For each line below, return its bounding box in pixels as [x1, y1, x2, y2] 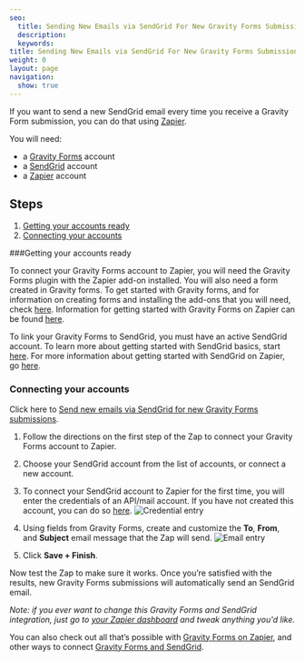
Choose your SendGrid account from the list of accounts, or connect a [22, 458, 286, 469]
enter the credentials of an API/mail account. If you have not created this [22, 495, 294, 506]
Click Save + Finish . [22, 549, 98, 560]
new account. [22, 467, 74, 478]
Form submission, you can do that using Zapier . [9, 115, 188, 126]
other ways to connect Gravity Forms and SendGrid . [9, 641, 204, 652]
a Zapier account [22, 170, 86, 181]
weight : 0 [9, 55, 47, 65]
